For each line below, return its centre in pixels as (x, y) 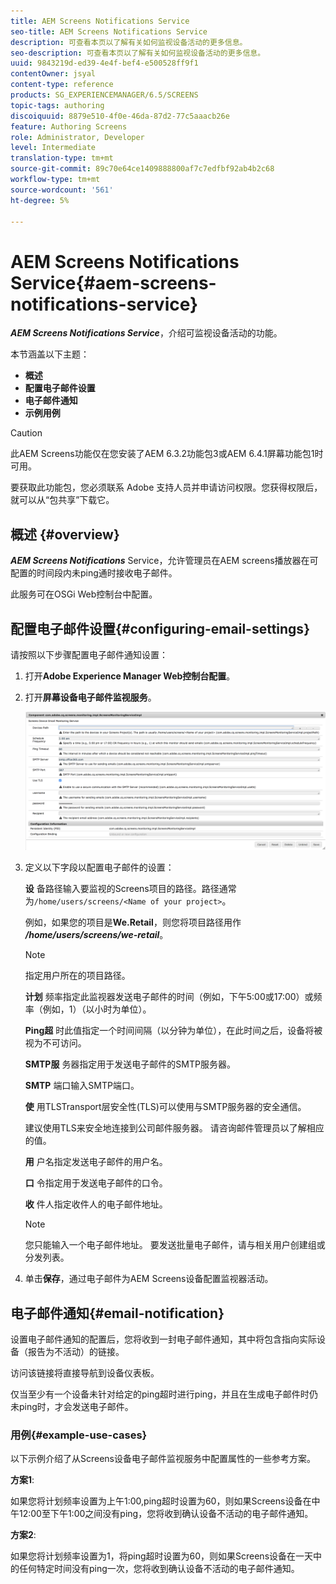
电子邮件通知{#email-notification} (117, 1313)
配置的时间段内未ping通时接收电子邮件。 (94, 573)
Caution (26, 433)
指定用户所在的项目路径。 (77, 976)
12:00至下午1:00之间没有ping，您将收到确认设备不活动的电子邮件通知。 (166, 1514)
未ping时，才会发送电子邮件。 (72, 1407)
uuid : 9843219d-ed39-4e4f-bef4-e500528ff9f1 (104, 63)
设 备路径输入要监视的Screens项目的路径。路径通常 (130, 889)
